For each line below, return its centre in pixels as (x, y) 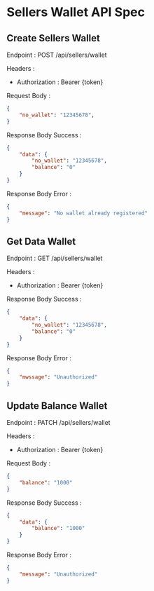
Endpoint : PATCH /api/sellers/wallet (58, 422)
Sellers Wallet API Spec (76, 12)
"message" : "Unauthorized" (58, 574)
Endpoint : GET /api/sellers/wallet (55, 258)
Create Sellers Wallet (54, 38)
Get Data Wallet (41, 242)
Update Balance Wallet (57, 406)
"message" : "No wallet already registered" (84, 213)
